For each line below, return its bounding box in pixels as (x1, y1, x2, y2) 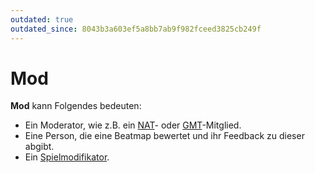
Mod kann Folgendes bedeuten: (10, 100, 142, 112)
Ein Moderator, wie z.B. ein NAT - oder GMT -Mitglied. (24, 119, 242, 131)
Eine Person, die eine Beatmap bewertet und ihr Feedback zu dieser (24, 130, 305, 142)
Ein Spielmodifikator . (24, 151, 110, 163)
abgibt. (24, 141, 55, 153)
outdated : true (10, 14, 74, 25)
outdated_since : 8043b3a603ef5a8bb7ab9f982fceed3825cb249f (10, 24, 262, 34)
